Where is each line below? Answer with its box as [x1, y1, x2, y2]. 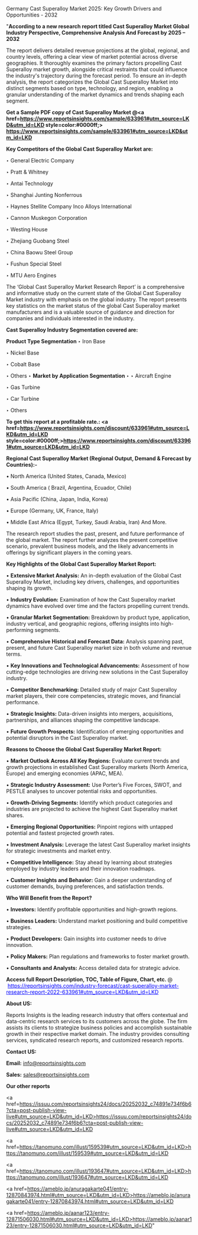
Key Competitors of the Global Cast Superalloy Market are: [6, 145, 153, 152]
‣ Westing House [6, 226, 48, 233]
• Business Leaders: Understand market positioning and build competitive [6, 917, 188, 924]
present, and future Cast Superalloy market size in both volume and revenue [6, 644, 192, 651]
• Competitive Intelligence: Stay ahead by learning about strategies [6, 859, 173, 866]
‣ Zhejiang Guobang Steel [6, 237, 70, 244]
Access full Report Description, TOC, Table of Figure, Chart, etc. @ [6, 976, 173, 983]
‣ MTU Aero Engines [6, 272, 57, 279]
